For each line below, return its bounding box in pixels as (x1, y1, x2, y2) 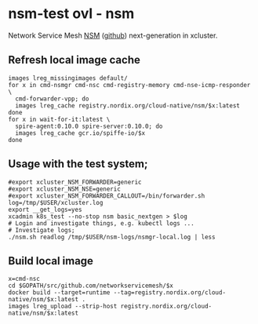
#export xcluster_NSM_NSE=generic (8, 185, 122, 193)
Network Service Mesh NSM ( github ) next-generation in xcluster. (8, 31, 218, 40)
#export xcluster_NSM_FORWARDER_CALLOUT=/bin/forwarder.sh (8, 191, 205, 200)
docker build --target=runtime (8, 289, 111, 297)
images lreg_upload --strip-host (8, 303, 118, 311)
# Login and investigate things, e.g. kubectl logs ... (8, 219, 194, 228)
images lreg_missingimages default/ (8, 74, 128, 82)
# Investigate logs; (8, 226, 76, 234)
